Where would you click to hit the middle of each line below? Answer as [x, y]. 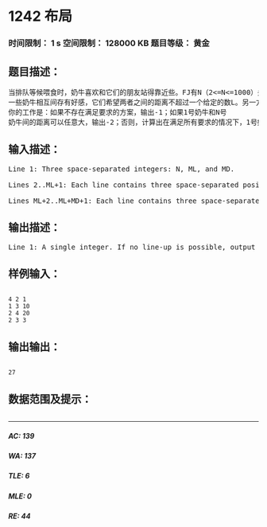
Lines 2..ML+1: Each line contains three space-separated [124, 185]
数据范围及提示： [50, 399]
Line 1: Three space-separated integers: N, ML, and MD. [122, 169]
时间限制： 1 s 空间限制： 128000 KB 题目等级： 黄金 [109, 43]
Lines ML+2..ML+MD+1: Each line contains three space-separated [136, 201]
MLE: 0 [20, 496]
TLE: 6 [19, 476]
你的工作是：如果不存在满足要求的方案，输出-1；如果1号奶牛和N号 [118, 112]
